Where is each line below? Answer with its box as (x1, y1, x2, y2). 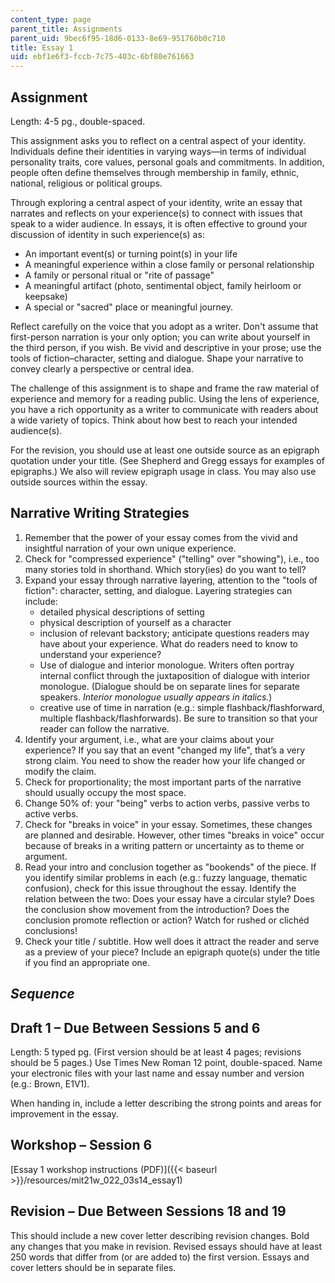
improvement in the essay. (10, 1107, 119, 1120)
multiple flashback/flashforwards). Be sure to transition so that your (39, 712, 318, 724)
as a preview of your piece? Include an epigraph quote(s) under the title (24, 946, 321, 958)
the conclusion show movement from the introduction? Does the (24, 903, 290, 915)
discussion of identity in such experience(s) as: (10, 228, 205, 240)
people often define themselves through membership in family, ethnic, (10, 166, 300, 178)
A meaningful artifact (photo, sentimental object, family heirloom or (24, 279, 302, 291)
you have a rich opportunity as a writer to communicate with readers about (10, 403, 319, 415)
